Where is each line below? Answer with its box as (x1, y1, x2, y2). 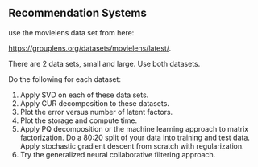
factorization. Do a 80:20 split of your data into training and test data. (19, 132, 250, 142)
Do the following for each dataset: (8, 74, 121, 83)
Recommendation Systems (8, 6, 148, 20)
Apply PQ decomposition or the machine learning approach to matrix (19, 124, 248, 133)
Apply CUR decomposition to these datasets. (19, 98, 169, 108)
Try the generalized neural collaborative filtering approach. (19, 149, 216, 159)
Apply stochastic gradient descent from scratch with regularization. (19, 141, 244, 151)
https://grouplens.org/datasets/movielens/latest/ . (8, 43, 172, 53)
